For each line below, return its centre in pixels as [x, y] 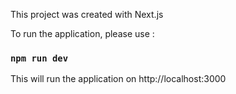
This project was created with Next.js [87, 14]
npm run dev [39, 58]
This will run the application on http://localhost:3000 [118, 79]
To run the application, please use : [82, 33]
